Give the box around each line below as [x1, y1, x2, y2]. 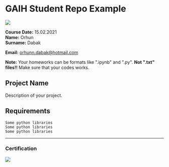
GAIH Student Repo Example [5, 3, 127, 15]
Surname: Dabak [5, 40, 41, 46]
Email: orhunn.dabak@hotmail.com [5, 49, 78, 55]
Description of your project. [5, 92, 62, 98]
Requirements [5, 107, 50, 115]
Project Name [5, 79, 49, 88]
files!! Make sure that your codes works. [5, 64, 90, 70]
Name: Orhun [5, 34, 34, 40]
